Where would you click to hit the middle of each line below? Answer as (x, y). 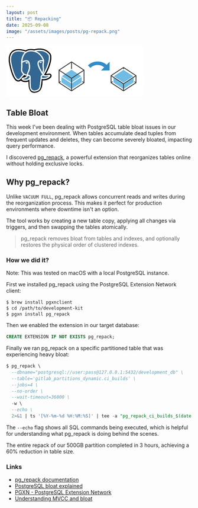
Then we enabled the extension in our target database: (73, 325)
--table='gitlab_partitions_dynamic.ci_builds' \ (74, 378)
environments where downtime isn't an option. (63, 209)
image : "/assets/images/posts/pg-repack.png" (63, 31)
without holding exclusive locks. (45, 164)
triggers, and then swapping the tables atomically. (67, 227)
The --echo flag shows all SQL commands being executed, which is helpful (97, 427)
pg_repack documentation (47, 480)
